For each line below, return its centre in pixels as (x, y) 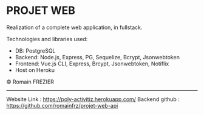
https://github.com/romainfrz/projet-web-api (62, 105)
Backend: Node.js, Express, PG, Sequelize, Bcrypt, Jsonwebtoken (97, 57)
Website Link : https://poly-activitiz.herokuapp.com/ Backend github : (93, 99)
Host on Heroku (35, 70)
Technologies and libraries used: (47, 39)
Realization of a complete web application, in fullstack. (74, 27)
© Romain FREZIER (30, 82)
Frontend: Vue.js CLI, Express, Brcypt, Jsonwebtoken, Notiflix (92, 64)
